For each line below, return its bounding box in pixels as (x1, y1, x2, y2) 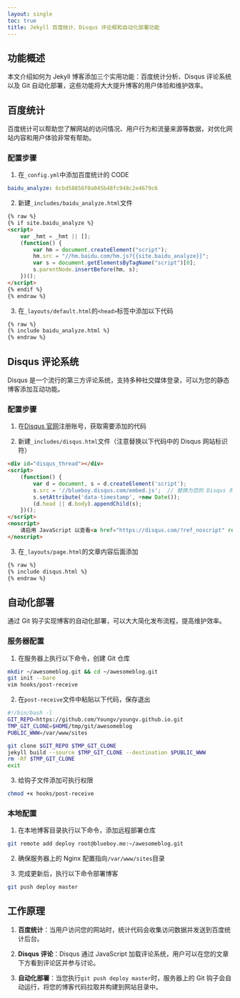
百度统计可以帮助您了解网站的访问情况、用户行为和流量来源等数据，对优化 (7, 124, 226, 133)
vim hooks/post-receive (7, 682, 79, 689)
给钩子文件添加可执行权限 (17, 776, 94, 784)
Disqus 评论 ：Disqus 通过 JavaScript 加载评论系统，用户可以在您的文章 (17, 949, 229, 958)
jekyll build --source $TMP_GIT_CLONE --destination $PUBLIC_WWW (7, 749, 206, 756)
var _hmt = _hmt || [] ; (20, 233, 91, 240)
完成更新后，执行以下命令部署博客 (17, 869, 119, 878)
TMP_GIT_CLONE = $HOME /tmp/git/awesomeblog (7, 722, 133, 729)
